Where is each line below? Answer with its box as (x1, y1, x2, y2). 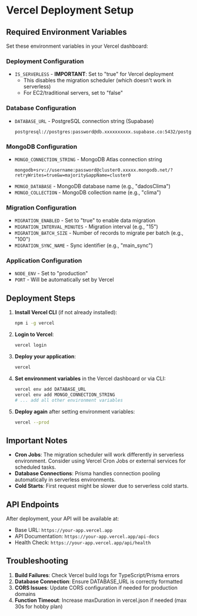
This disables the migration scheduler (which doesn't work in (23, 77, 172, 84)
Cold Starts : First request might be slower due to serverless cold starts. (14, 482, 189, 490)
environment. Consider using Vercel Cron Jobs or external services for (14, 457, 186, 465)
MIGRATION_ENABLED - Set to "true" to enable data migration (14, 217, 156, 224)
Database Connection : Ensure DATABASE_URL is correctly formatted (14, 578, 183, 585)
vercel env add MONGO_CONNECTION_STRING (14, 392, 115, 398)
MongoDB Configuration (6, 142, 78, 151)
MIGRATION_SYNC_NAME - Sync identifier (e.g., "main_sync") (14, 242, 153, 249)
